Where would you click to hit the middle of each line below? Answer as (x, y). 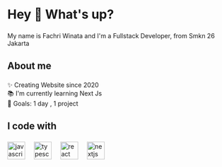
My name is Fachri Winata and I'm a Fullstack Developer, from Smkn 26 (111, 36)
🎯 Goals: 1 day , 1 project (43, 104)
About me (29, 65)
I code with (32, 126)
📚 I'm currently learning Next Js (55, 93)
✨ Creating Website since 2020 (53, 85)
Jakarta (18, 44)
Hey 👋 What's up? (61, 15)
